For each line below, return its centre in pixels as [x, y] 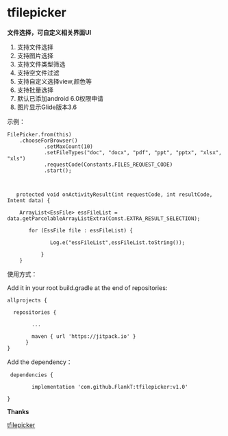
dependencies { [31, 375]
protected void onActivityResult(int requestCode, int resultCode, [114, 194]
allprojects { [27, 300]
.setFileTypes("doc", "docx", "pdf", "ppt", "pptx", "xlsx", [133, 152]
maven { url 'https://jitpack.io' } [84, 336]
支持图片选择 [35, 56]
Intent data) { [29, 200]
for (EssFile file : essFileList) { [81, 230]
